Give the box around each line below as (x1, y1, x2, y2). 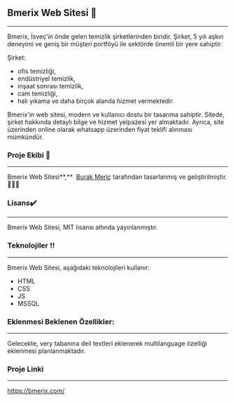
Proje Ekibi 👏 (7, 150, 51, 160)
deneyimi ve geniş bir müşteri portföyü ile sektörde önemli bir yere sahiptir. (7, 39, 222, 48)
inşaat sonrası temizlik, (17, 81, 84, 90)
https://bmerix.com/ (7, 387, 65, 395)
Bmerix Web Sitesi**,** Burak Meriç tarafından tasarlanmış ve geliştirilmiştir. (7, 173, 227, 181)
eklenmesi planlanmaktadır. (7, 347, 86, 355)
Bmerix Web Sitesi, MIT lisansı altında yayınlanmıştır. (7, 223, 158, 232)
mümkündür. (7, 133, 44, 141)
